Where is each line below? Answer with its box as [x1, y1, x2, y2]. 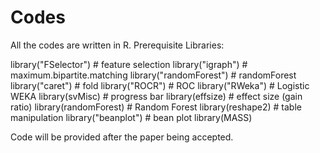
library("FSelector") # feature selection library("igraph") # [10, 58, 248, 70]
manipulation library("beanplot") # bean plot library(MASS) [10, 111, 253, 123]
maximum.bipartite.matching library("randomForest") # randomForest [10, 69, 297, 81]
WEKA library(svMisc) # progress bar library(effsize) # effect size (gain [10, 90, 303, 102]
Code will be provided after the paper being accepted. [10, 131, 234, 143]
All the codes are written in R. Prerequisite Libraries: [10, 39, 225, 51]
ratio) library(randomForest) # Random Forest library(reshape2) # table [10, 101, 302, 113]
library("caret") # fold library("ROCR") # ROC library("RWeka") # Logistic [10, 79, 310, 91]
